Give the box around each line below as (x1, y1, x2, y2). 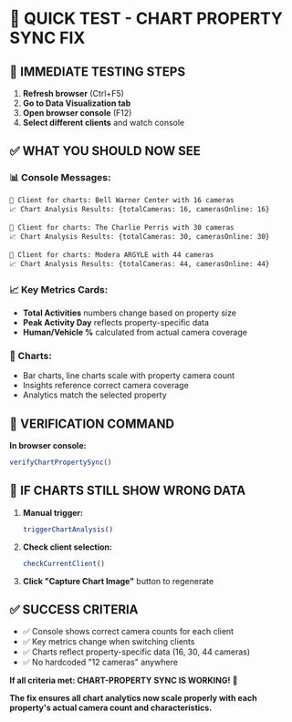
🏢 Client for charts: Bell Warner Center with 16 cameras (9, 195, 235, 204)
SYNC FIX (9, 27, 86, 48)
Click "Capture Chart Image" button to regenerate (22, 575, 214, 586)
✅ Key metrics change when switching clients (22, 636, 195, 647)
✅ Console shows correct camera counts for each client (22, 626, 235, 637)
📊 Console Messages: (9, 171, 111, 184)
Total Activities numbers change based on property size (22, 307, 237, 318)
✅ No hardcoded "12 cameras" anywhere (22, 656, 178, 668)
